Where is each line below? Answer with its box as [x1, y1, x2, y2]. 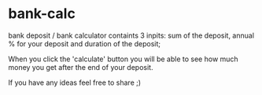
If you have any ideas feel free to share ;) [8, 78, 142, 87]
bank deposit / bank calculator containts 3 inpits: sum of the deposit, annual [8, 31, 254, 40]
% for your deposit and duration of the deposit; [8, 38, 161, 48]
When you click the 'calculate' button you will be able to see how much [8, 54, 238, 64]
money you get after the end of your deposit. [8, 62, 153, 71]
